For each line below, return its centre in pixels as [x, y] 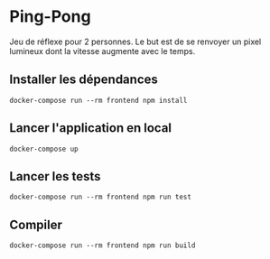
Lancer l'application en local [91, 128]
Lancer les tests [55, 176]
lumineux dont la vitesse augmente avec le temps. [102, 51]
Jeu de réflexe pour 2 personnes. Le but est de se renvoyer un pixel [135, 42]
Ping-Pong [51, 17]
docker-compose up [44, 149]
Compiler [36, 224]
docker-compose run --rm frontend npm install [98, 100]
